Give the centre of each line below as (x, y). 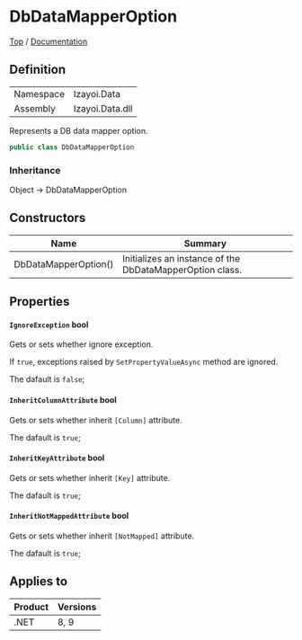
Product (31, 607)
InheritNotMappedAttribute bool (69, 516)
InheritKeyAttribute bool (57, 458)
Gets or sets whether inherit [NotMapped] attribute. (102, 536)
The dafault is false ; (47, 379)
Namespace (40, 93)
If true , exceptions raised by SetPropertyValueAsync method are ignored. (144, 362)
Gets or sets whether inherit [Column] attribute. (96, 420)
